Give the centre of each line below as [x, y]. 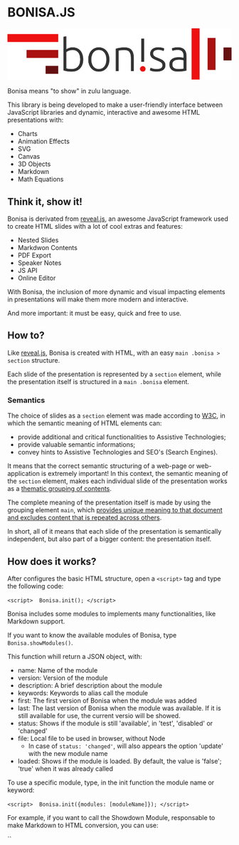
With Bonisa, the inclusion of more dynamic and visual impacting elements [116, 292]
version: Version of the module [63, 678]
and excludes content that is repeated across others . [85, 518]
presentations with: [36, 120]
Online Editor [37, 278]
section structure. [34, 360]
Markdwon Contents [48, 248]
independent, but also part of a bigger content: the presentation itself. [110, 539]
